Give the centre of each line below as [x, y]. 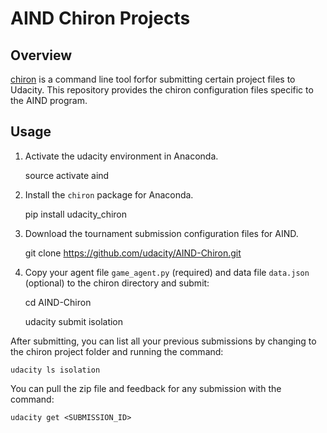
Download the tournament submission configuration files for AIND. [161, 233]
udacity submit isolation [74, 321]
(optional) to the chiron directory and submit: [117, 283]
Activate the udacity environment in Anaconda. [121, 156]
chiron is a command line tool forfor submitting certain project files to [153, 79]
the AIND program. [49, 100]
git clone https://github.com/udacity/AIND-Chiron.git [133, 253]
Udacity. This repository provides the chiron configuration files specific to [162, 90]
